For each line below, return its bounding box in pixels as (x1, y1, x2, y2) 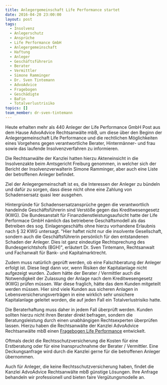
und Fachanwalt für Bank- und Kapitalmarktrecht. (5, 250, 107, 256)
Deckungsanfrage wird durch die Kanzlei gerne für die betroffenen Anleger (5, 348, 160, 354)
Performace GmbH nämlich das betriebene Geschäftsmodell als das (5, 217, 145, 223)
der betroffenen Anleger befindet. (5, 171, 75, 177)
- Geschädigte (10, 92, 39, 97)
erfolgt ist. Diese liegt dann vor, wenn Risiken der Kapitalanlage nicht (5, 265, 147, 271)
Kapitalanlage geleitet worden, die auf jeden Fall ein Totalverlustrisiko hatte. (5, 296, 161, 302)
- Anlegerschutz (10, 31, 44, 36)
